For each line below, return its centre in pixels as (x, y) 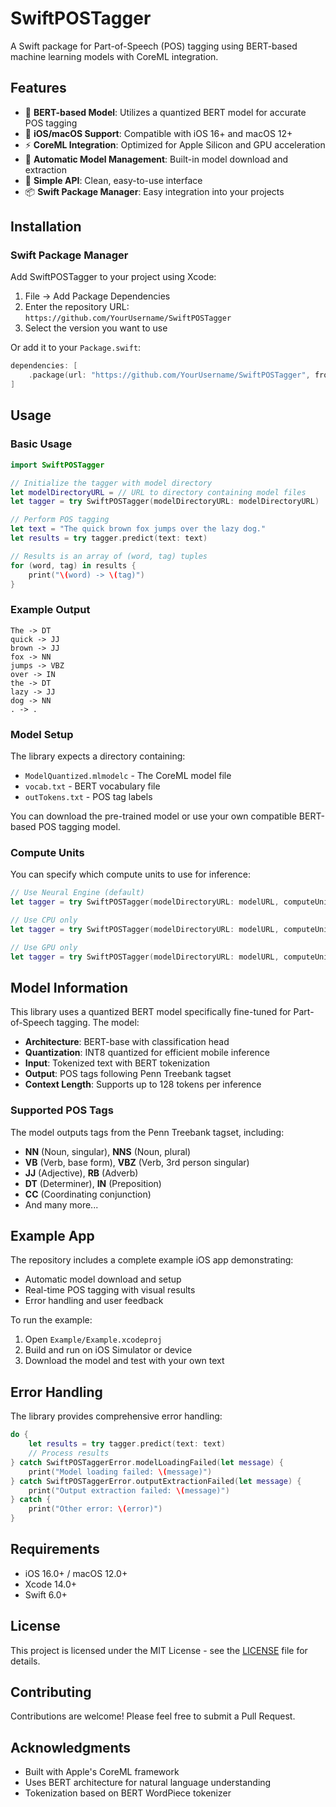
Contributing (51, 1692)
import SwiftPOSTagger (57, 465)
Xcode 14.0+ (51, 1584)
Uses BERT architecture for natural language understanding (148, 1783)
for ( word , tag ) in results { (73, 565)
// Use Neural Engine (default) (77, 893)
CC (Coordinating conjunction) (88, 1194)
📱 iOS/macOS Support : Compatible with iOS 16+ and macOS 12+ (158, 133)
